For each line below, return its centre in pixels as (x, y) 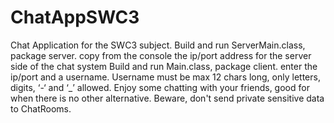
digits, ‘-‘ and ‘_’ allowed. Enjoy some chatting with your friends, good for (160, 87)
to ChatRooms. (41, 108)
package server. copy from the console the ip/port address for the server (161, 55)
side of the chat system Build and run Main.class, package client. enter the (164, 66)
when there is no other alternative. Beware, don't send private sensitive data (167, 98)
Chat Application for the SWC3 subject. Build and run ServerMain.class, (158, 45)
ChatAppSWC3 (75, 17)
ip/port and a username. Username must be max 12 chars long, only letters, (165, 77)
